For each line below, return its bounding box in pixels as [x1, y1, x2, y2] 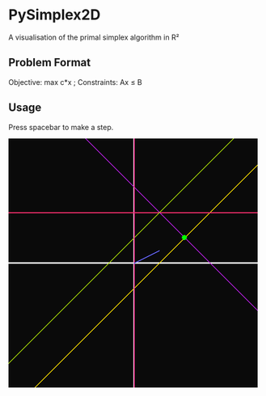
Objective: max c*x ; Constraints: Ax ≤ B [8, 77, 143, 86]
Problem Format [8, 56, 91, 70]
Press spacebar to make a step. [8, 122, 114, 132]
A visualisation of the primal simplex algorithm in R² [8, 32, 179, 42]
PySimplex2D [8, 6, 101, 24]
